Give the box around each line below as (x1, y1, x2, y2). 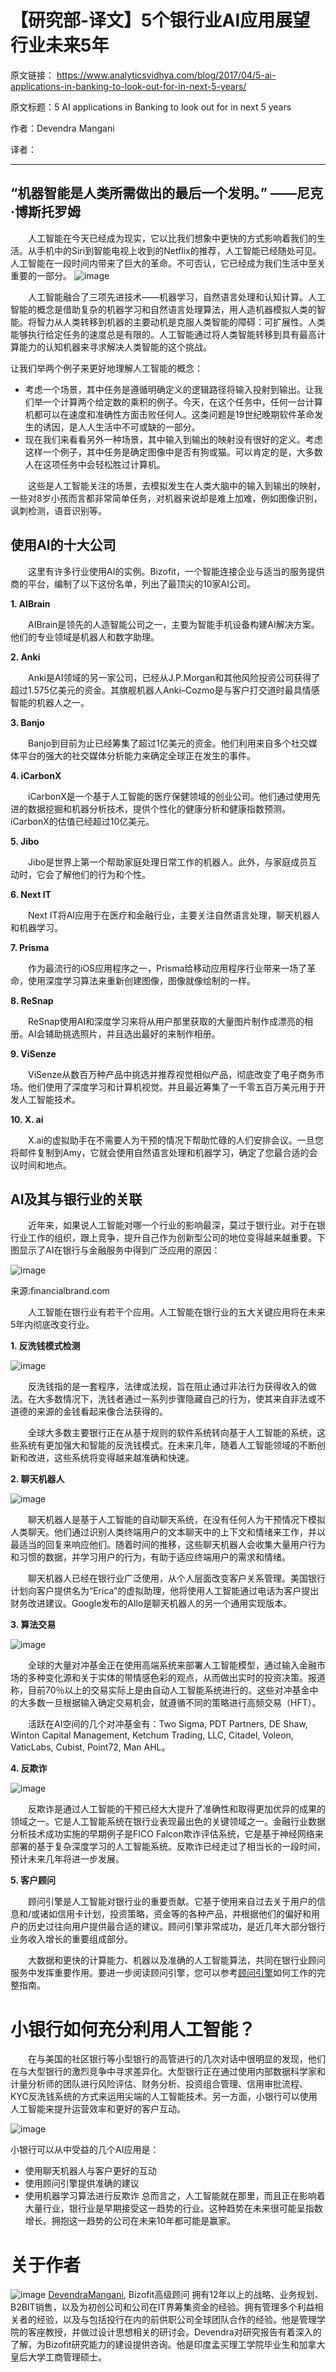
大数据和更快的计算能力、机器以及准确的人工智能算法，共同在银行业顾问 (28, 1954, 326, 1966)
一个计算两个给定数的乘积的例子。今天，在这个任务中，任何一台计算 (42, 396, 323, 408)
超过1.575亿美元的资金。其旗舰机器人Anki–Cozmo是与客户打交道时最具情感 (10, 684, 320, 696)
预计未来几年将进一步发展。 (10, 1853, 125, 1865)
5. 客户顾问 (10, 1874, 56, 1886)
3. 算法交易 (10, 1619, 57, 1631)
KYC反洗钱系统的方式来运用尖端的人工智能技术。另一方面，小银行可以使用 (10, 2091, 318, 2103)
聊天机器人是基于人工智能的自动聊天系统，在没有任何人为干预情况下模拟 (28, 1514, 326, 1526)
